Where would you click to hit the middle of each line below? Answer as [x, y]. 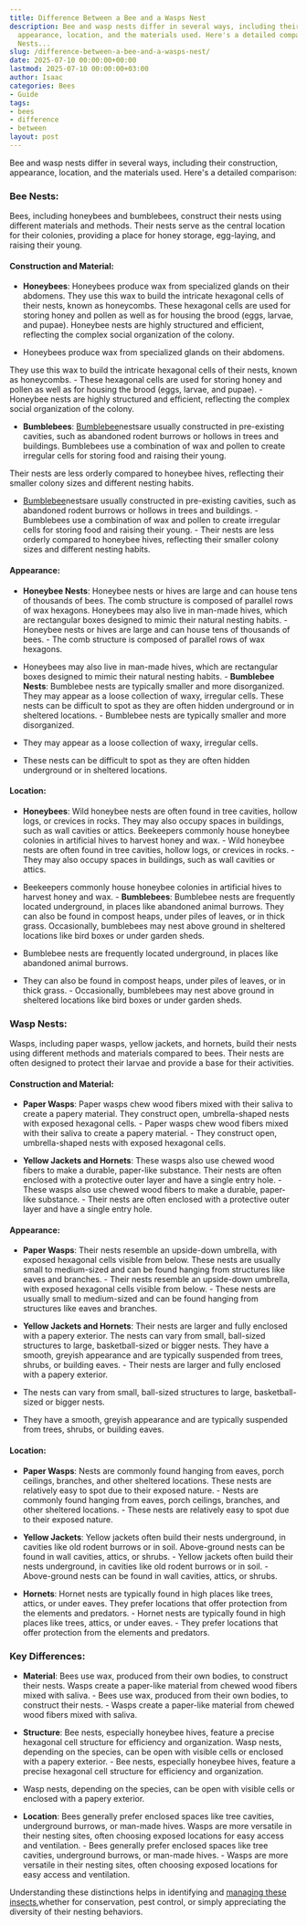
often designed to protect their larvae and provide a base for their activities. [152, 1063]
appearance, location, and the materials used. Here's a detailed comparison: [153, 172]
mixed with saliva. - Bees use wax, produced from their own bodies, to [155, 1695]
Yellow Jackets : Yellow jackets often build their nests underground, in [154, 1537]
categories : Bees [42, 86]
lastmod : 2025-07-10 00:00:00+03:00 [79, 69]
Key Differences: [48, 1656]
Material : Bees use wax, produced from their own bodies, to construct [155, 1676]
